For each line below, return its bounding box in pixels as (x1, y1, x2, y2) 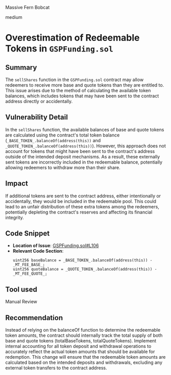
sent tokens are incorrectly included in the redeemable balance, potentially (5, 159, 162, 165)
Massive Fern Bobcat (5, 5, 50, 10)
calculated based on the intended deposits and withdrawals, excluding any (5, 359, 162, 366)
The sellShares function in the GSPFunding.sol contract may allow (5, 76, 144, 83)
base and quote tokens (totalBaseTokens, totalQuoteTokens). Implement (5, 338, 157, 344)
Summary (5, 63, 37, 72)
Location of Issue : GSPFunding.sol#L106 (12, 243, 99, 249)
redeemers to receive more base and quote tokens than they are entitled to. (5, 82, 164, 88)
